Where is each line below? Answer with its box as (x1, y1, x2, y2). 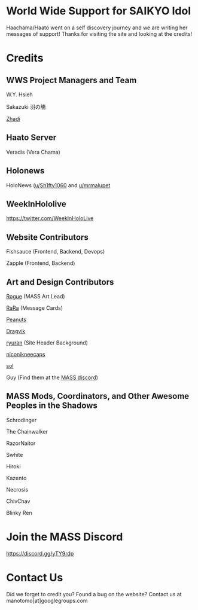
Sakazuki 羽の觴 (6, 103, 46, 110)
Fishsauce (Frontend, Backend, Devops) (6, 248, 105, 255)
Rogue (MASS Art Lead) (6, 293, 65, 300)
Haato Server (6, 133, 57, 143)
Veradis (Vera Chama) (6, 148, 61, 155)
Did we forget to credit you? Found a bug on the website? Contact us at (6, 590, 182, 597)
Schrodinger (6, 416, 37, 423)
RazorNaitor (6, 440, 36, 447)
